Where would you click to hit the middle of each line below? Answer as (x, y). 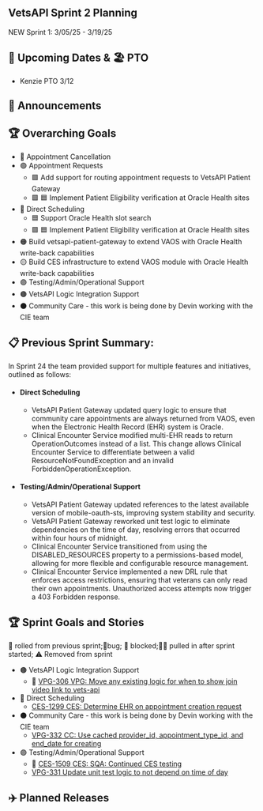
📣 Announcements (55, 106)
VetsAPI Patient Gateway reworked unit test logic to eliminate (131, 522)
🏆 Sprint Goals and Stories (76, 622)
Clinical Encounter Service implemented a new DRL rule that (129, 571)
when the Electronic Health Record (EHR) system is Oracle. (127, 427)
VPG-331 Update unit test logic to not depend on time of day (130, 772)
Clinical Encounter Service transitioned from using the (119, 547)
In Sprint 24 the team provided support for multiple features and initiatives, (130, 366)
